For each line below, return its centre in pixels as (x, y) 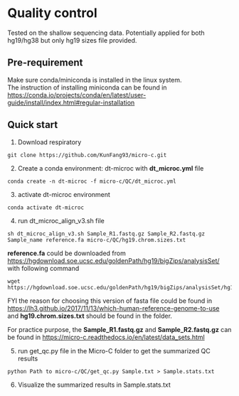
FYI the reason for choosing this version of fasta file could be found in (110, 301)
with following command (43, 268)
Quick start (33, 125)
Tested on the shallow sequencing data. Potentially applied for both (106, 33)
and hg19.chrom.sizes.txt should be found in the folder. (90, 316)
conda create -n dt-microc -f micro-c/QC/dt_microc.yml (92, 181)
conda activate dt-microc (46, 208)
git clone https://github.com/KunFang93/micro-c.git (87, 155)
